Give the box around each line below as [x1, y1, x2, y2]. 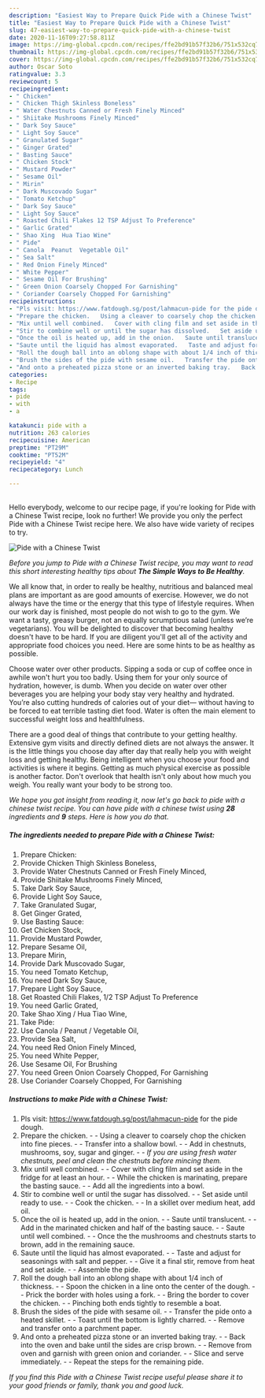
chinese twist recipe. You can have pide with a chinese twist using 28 [9, 803, 235, 813]
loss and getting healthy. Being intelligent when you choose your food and [9, 755, 249, 764]
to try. [9, 528, 28, 537]
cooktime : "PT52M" [9, 451, 69, 459]
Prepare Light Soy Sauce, [20, 983, 103, 994]
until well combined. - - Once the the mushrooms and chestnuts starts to [20, 1231, 256, 1240]
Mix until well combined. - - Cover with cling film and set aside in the [20, 1164, 243, 1173]
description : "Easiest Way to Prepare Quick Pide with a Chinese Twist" [9, 11, 252, 20]
